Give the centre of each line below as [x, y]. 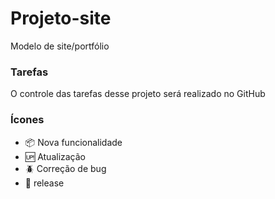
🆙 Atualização [55, 156]
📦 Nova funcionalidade [73, 142]
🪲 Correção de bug [65, 168]
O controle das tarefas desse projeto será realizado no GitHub [138, 94]
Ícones [27, 120]
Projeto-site [61, 18]
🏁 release [44, 183]
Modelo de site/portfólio [60, 46]
